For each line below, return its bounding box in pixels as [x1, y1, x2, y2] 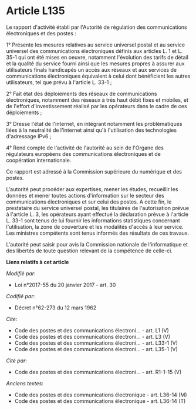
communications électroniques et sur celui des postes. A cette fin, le [6, 198, 172, 205]
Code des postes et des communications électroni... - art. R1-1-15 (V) [14, 368, 182, 375]
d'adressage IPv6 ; [6, 132, 52, 139]
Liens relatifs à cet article [6, 258, 69, 265]
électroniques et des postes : [6, 29, 76, 36]
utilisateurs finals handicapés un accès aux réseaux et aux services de [6, 66, 177, 73]
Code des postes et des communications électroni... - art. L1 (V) [14, 326, 169, 334]
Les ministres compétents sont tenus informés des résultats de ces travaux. [6, 229, 190, 236]
